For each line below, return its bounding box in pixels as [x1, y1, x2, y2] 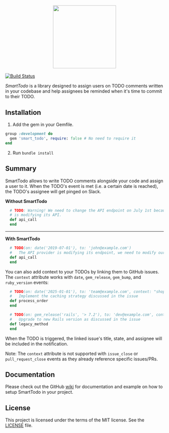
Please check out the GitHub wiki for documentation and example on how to [5, 384, 163, 390]
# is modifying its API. [10, 212, 62, 218]
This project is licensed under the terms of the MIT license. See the [5, 417, 145, 423]
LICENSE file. [5, 422, 33, 428]
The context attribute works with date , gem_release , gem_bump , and [5, 274, 141, 280]
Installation [5, 108, 41, 117]
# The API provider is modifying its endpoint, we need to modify [10, 250, 156, 255]
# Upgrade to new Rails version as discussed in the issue [10, 317, 141, 322]
